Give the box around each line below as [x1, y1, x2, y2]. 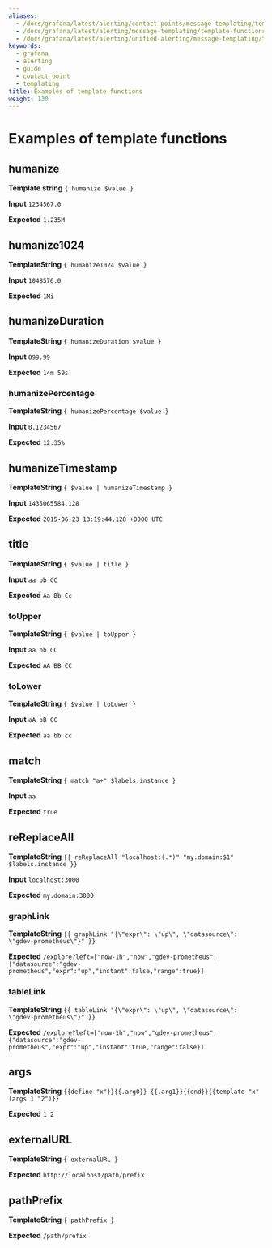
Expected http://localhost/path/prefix [8, 1170, 145, 1180]
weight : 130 [8, 95, 49, 103]
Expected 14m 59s [8, 367, 69, 377]
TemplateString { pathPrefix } [8, 1215, 115, 1224]
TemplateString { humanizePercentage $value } [8, 406, 169, 416]
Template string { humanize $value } [8, 183, 134, 193]
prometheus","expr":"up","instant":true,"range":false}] [8, 1043, 205, 1051]
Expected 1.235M [8, 215, 66, 224]
